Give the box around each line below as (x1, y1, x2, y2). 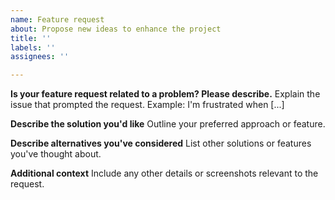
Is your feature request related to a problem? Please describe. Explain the (10, 88, 321, 100)
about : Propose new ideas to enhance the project (10, 24, 222, 34)
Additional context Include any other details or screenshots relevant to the (10, 167, 319, 180)
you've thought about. (10, 148, 102, 160)
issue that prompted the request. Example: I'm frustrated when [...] (10, 99, 285, 111)
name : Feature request (10, 14, 105, 25)
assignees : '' (10, 52, 70, 62)
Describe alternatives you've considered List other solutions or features (10, 137, 312, 150)
